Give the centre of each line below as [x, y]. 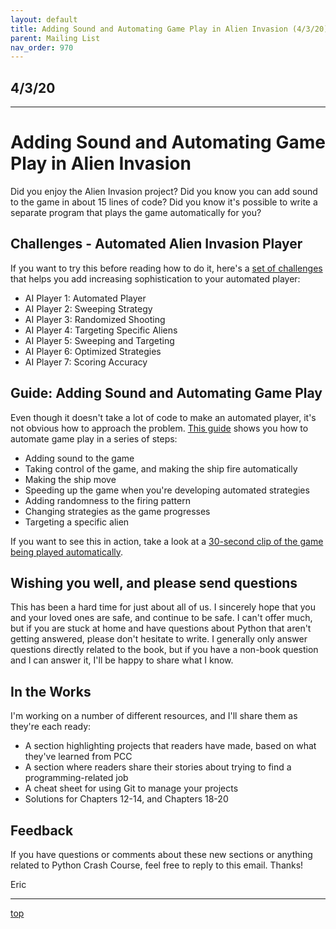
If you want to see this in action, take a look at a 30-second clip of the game [167, 541]
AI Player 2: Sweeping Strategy [88, 308]
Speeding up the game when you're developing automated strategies [167, 490]
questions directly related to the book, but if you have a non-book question [164, 650]
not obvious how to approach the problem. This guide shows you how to [159, 428]
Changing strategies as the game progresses [117, 511]
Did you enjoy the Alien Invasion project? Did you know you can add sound [164, 191]
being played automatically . [67, 552]
